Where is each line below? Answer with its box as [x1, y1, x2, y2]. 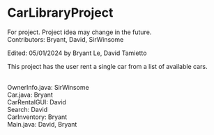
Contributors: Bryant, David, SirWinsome [7, 35, 124, 43]
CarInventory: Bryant [7, 113, 68, 121]
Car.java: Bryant [7, 90, 54, 99]
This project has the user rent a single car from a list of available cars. [7, 62, 208, 70]
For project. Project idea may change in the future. [7, 28, 152, 36]
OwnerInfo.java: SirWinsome [7, 83, 89, 91]
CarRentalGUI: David [7, 97, 66, 106]
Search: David [7, 105, 48, 113]
